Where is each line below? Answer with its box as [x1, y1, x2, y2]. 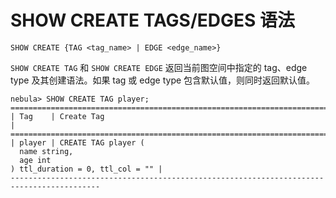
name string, [19, 146, 74, 156]
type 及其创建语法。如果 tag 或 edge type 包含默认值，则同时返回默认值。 [10, 74, 316, 86]
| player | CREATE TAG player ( [10, 137, 145, 148]
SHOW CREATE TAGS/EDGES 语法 [10, 9, 296, 32]
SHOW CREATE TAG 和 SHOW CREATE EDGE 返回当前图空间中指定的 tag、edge [10, 61, 308, 73]
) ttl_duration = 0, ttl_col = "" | [10, 164, 163, 174]
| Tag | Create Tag [10, 111, 105, 121]
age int [19, 155, 52, 165]
